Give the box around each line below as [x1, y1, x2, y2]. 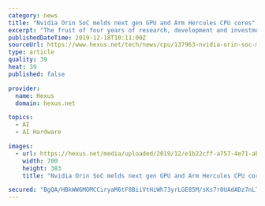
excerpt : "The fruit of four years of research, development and [8, 26, 227, 34]
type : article [8, 48, 55, 56]
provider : [8, 84, 41, 92]
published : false [8, 70, 65, 78]
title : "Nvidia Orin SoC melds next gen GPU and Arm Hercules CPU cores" [8, 19, 256, 27]
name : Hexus [15, 92, 55, 99]
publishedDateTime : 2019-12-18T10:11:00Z [8, 33, 147, 42]
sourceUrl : [8, 41, 44, 49]
